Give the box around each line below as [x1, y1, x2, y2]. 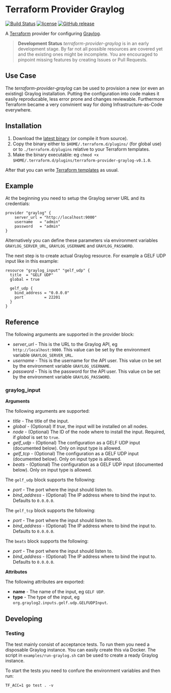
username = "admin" [14, 219, 60, 225]
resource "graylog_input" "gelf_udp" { [5, 268, 90, 273]
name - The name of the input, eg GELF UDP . [12, 589, 105, 595]
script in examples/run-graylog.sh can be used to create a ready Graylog [5, 652, 158, 658]
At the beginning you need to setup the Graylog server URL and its [5, 195, 145, 202]
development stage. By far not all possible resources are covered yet [17, 46, 163, 52]
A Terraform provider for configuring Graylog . [5, 30, 101, 36]
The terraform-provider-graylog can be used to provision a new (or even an [5, 85, 164, 91]
